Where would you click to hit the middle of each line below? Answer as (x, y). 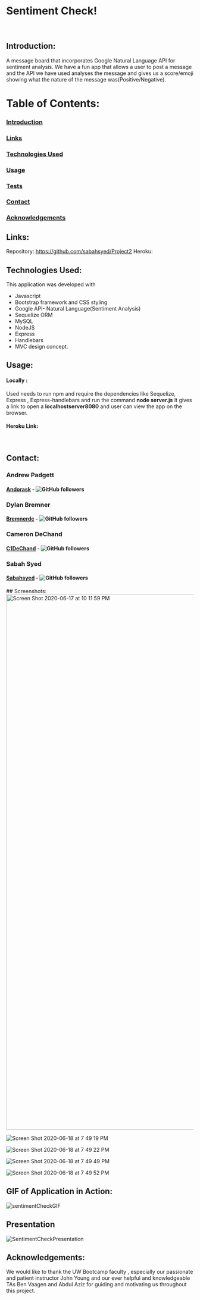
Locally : (17, 380)
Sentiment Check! (51, 11)
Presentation (31, 1225)
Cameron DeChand (34, 534)
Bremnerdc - (22, 519)
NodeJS (25, 328)
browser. (17, 412)
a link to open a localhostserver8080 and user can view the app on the (94, 406)
